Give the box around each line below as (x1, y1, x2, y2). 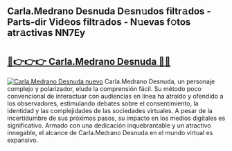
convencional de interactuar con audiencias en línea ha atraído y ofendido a (7, 92, 224, 100)
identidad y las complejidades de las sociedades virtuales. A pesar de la (7, 107, 213, 114)
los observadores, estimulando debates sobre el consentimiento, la (7, 99, 199, 108)
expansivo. (7, 136, 39, 144)
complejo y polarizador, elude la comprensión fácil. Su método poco (7, 85, 202, 92)
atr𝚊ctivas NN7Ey (7, 27, 85, 39)
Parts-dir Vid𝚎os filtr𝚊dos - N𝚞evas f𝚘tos (7, 17, 191, 28)
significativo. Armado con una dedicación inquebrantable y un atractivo (7, 121, 211, 130)
